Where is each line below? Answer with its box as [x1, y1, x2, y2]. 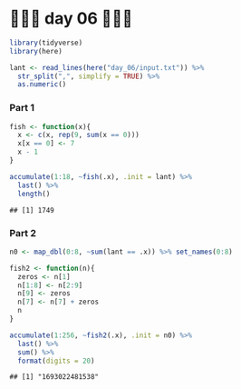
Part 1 [9, 102, 34, 115]
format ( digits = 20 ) [17, 356, 95, 365]
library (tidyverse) [9, 38, 83, 47]
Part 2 [9, 226, 37, 239]
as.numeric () [17, 80, 67, 89]
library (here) [9, 46, 63, 55]
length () [17, 189, 51, 198]
